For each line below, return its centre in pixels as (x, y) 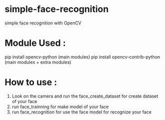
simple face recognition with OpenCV (43, 23)
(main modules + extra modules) (38, 62)
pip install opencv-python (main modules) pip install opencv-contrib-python (82, 57)
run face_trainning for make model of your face (60, 107)
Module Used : (35, 43)
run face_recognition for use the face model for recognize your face (82, 112)
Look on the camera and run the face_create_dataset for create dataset (85, 96)
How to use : (31, 82)
